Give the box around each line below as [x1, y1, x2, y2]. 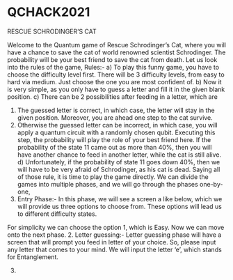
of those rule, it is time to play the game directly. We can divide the [17, 172, 209, 181]
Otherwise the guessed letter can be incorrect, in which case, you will [17, 120, 218, 129]
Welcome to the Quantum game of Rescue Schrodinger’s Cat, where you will [7, 40, 226, 49]
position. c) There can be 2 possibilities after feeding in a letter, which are [7, 92, 218, 101]
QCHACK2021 [7, 4, 90, 20]
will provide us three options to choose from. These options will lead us [17, 202, 223, 210]
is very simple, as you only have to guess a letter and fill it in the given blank [7, 85, 225, 93]
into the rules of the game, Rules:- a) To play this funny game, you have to [7, 63, 220, 71]
